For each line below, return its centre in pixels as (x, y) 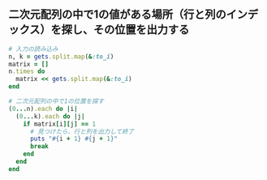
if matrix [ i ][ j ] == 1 (59, 124)
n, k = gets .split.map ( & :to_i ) (61, 56)
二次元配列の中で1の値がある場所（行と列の (118, 15)
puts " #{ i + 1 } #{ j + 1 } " (73, 139)
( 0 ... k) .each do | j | (50, 116)
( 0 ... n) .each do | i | (43, 109)
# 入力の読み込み (33, 49)
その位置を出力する (141, 30)
